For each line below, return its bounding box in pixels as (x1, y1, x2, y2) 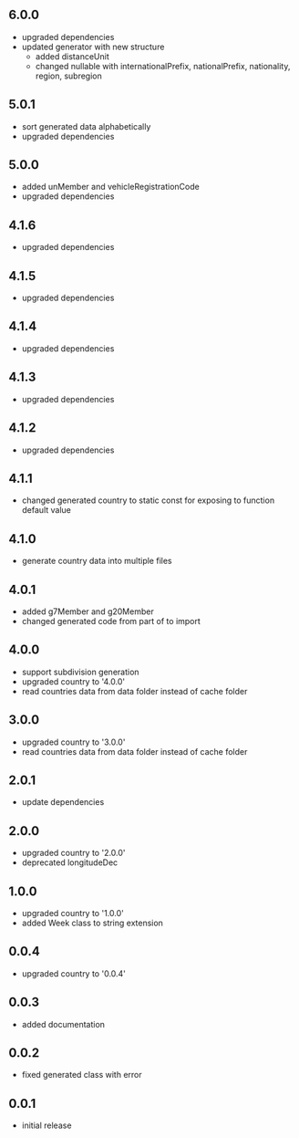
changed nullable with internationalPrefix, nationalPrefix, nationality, (35, 60, 291, 71)
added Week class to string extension (21, 917, 163, 928)
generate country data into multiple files (21, 556, 172, 567)
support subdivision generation (21, 666, 139, 677)
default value (21, 505, 72, 516)
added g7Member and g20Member (21, 606, 154, 617)
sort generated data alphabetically (21, 120, 151, 131)
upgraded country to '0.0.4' (21, 967, 127, 979)
